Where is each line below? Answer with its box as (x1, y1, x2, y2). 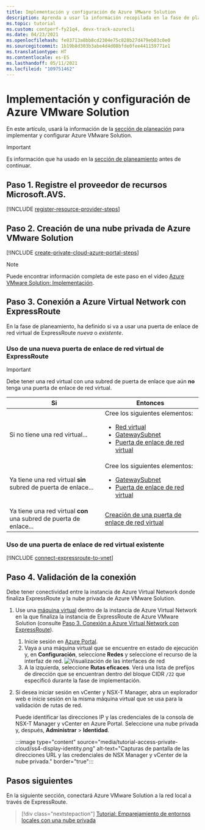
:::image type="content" (15, 738, 76, 746)
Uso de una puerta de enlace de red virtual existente (6, 540, 165, 549)
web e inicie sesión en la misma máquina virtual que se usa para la (15, 695, 183, 703)
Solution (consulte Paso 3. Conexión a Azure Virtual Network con (15, 620, 179, 627)
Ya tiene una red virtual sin (9, 476, 87, 484)
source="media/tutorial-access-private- (77, 738, 178, 746)
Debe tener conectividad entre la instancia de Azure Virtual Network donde (6, 588, 195, 596)
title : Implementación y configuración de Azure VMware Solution (6, 9, 176, 15)
